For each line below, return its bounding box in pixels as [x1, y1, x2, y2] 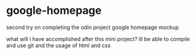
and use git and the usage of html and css [6, 42, 111, 49]
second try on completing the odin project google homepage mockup [6, 24, 179, 31]
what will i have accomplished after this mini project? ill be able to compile [6, 35, 190, 42]
